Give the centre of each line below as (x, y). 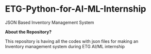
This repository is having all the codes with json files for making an (72, 41)
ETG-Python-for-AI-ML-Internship (76, 9)
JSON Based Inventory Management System (50, 22)
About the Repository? (28, 32)
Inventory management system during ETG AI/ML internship (65, 46)
